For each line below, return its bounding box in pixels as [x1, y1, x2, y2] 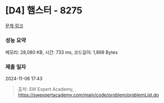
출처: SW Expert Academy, [17, 86, 74, 92]
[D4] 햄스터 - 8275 [5, 5, 83, 16]
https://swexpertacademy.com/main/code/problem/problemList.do [17, 92, 159, 98]
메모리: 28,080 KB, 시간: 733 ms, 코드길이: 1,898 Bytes [5, 49, 118, 55]
